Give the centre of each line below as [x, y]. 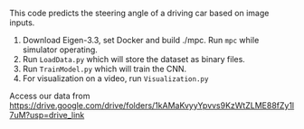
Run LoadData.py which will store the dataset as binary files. [134, 59]
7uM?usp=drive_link [47, 115]
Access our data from [50, 96]
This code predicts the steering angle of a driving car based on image [139, 13]
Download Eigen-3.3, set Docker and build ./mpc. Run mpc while [141, 40]
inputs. [22, 23]
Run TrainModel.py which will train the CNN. [104, 69]
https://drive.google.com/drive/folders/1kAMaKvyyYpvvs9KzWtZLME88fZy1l [152, 106]
